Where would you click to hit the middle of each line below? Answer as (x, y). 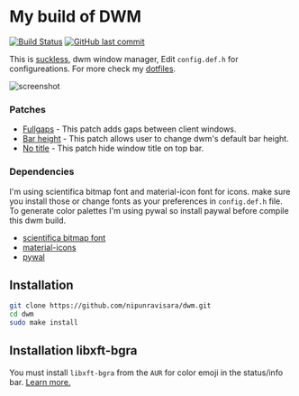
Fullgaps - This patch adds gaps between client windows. (129, 129)
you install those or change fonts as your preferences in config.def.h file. (146, 201)
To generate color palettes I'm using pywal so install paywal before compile (149, 210)
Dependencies (42, 171)
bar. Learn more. (40, 382)
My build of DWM (76, 17)
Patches (28, 109)
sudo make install (44, 323)
